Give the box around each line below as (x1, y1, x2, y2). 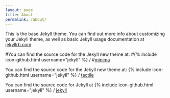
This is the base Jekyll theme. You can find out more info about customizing (5, 31, 165, 37)
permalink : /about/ (5, 17, 47, 22)
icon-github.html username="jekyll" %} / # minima (5, 57, 110, 63)
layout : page (5, 7, 33, 13)
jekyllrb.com (5, 42, 32, 48)
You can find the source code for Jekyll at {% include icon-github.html (5, 82, 154, 88)
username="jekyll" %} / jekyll (5, 87, 67, 93)
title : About (5, 12, 33, 17)
